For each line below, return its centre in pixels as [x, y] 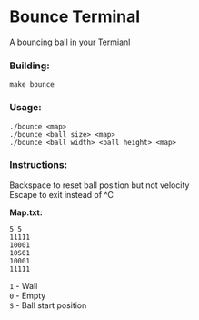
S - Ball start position [48, 305]
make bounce [32, 85]
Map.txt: [26, 212]
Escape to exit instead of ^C [61, 194]
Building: [30, 66]
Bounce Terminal [75, 17]
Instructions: [39, 165]
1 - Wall [24, 285]
